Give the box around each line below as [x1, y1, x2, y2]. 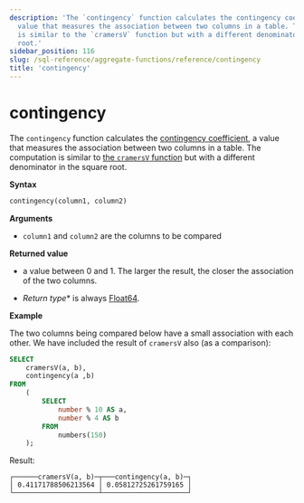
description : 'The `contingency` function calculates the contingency [9, 13, 281, 23]
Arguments [9, 213, 53, 223]
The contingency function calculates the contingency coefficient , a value [9, 132, 280, 143]
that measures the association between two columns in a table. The [9, 142, 261, 153]
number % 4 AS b [57, 413, 119, 422]
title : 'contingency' [9, 64, 91, 73]
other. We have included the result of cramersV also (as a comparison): [9, 337, 271, 348]
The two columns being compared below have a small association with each [9, 327, 294, 338]
